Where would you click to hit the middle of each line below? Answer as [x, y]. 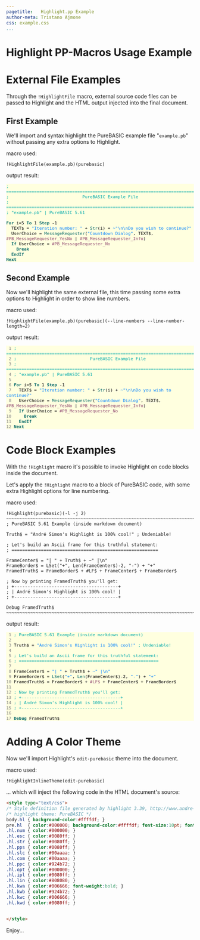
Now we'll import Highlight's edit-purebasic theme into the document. [92, 758]
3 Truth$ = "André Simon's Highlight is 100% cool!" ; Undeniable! [90, 645]
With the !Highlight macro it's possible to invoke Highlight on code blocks [98, 467]
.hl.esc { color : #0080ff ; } [41, 836]
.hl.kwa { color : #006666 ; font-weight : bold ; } [65, 886]
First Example [32, 121]
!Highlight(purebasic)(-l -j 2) [46, 514]
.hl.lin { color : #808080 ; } [41, 881]
